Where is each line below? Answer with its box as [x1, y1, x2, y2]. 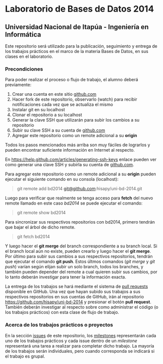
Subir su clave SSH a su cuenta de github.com [12, 127, 106, 133]
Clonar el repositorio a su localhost [12, 112, 82, 118]
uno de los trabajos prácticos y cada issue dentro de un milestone [5, 338, 137, 344]
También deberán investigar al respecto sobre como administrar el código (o [5, 304, 159, 310]
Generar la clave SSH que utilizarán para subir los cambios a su [12, 117, 140, 123]
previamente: [5, 82, 32, 88]
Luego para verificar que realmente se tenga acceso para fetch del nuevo [5, 195, 153, 201]
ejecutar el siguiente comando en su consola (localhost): [5, 176, 119, 182]
